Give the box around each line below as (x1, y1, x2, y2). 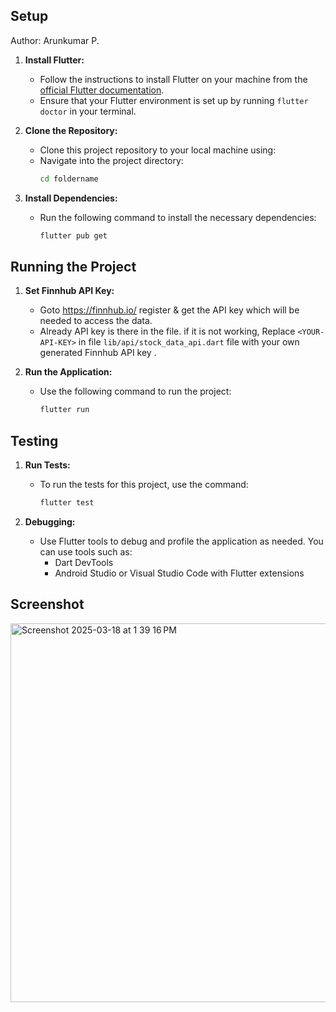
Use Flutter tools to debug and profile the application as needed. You (39, 535, 324, 547)
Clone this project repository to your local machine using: (39, 144, 277, 156)
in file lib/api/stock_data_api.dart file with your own (78, 336, 300, 348)
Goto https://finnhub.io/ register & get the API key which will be (39, 304, 300, 316)
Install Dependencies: (24, 192, 118, 204)
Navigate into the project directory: (39, 154, 184, 166)
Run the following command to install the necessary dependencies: (39, 211, 317, 223)
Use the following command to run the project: (39, 385, 232, 398)
